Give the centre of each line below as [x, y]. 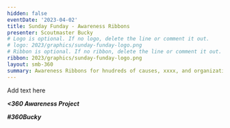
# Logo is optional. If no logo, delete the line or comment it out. [108, 39]
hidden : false [27, 13]
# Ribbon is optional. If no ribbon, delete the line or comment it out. [115, 52]
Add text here [26, 90]
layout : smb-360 [30, 64]
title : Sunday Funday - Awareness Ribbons [68, 26]
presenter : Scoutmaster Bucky [50, 33]
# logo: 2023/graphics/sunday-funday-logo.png [75, 45]
